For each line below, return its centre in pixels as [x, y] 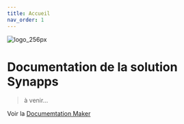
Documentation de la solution [92, 67]
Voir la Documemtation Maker [49, 114]
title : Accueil [29, 13]
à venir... [36, 101]
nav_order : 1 [26, 20]
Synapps [33, 81]
